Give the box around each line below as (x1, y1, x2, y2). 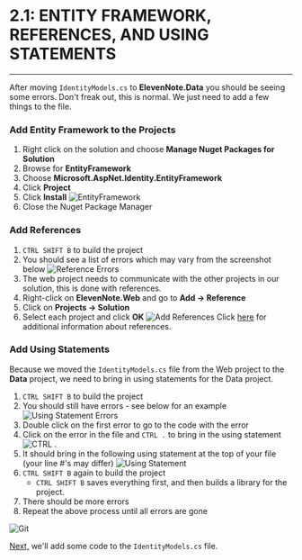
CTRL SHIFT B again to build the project (22, 467, 166, 478)
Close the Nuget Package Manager (22, 202, 153, 212)
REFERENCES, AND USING (9, 24, 209, 45)
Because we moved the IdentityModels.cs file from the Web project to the (9, 364, 285, 375)
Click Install (22, 192, 67, 203)
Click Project (22, 182, 71, 194)
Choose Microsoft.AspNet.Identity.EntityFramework (22, 173, 223, 184)
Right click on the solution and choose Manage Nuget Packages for (22, 144, 275, 155)
